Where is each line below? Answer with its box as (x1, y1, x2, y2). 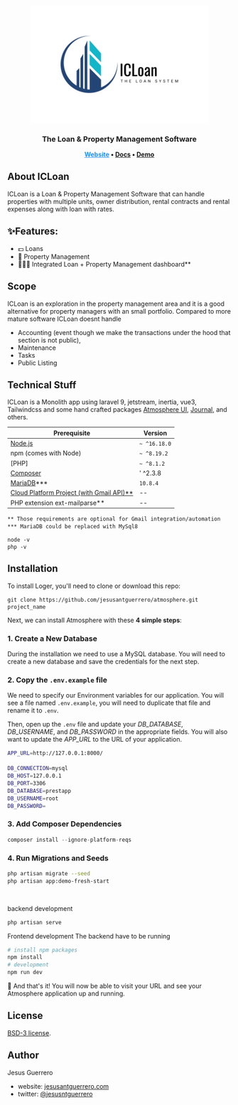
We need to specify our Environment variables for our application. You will (7, 691, 225, 700)
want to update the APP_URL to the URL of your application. (7, 735, 183, 744)
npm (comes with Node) (10, 449, 82, 457)
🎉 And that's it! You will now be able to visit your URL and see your (7, 982, 202, 991)
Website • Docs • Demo (84, 150, 155, 159)
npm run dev (7, 969, 43, 976)
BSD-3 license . (7, 1028, 51, 1037)
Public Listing (17, 358, 58, 367)
